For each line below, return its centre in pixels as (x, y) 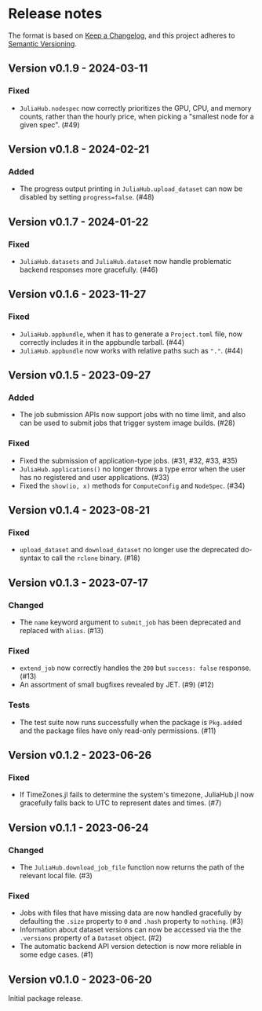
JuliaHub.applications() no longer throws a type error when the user (132, 469)
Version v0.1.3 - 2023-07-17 (78, 582)
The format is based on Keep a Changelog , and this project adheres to (122, 35)
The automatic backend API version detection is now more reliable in (130, 947)
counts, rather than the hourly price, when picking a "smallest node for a (137, 116)
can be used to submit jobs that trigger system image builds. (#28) (127, 423)
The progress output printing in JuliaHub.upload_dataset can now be (131, 189)
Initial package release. (45, 998)
